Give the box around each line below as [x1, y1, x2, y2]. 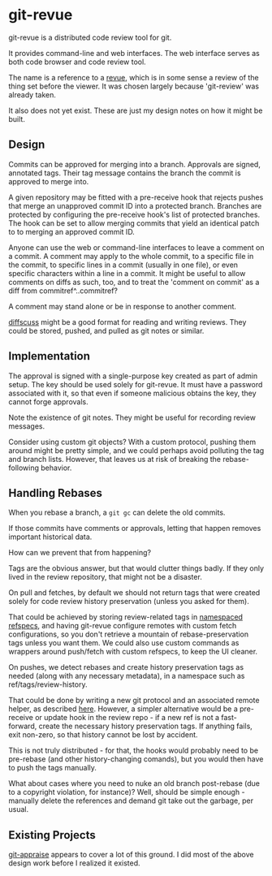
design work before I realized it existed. [8, 858, 140, 868]
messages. [8, 421, 45, 431]
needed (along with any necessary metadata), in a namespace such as [8, 671, 245, 681]
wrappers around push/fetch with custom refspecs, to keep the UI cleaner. [8, 647, 258, 657]
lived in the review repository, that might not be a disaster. [8, 572, 203, 582]
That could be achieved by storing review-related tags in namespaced [8, 612, 244, 622]
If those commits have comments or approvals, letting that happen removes [8, 524, 261, 533]
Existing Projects [8, 828, 96, 842]
